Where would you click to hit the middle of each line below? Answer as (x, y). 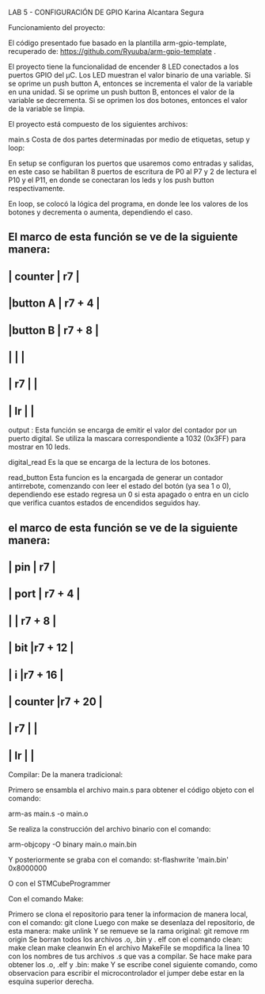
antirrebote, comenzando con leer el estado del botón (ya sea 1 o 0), (120, 486)
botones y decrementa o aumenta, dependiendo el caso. (100, 212)
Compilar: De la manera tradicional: (66, 775)
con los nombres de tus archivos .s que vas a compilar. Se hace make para (130, 956)
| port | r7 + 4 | (44, 594)
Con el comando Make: (46, 899)
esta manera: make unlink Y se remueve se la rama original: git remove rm (129, 931)
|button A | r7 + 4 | (54, 304)
